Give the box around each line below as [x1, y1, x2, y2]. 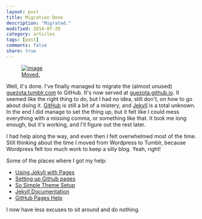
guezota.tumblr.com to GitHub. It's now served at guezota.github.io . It [6, 88, 180, 96]
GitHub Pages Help [14, 194, 63, 202]
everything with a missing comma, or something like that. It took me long [6, 114, 187, 122]
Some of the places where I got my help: [6, 157, 107, 164]
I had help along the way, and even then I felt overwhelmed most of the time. [6, 132, 197, 140]
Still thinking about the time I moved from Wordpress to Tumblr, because [6, 139, 186, 146]
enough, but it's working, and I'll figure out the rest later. [6, 121, 146, 128]
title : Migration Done [6, 14, 63, 20]
